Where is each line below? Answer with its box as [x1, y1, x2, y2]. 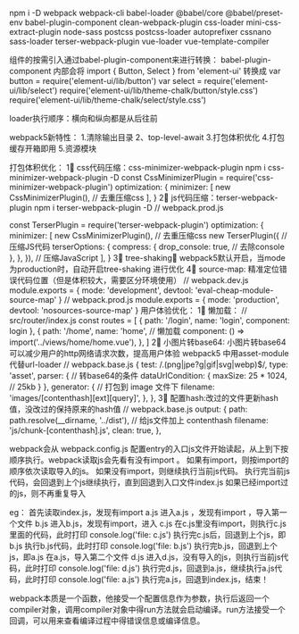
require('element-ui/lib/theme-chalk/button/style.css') [59, 85, 259, 96]
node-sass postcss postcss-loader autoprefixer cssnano [62, 27, 272, 37]
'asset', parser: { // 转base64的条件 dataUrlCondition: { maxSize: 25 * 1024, [9, 371, 287, 380]
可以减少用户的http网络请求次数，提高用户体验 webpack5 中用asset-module [9, 348, 289, 358]
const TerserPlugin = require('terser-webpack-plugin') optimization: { [9, 220, 264, 230]
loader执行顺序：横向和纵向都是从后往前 [9, 113, 158, 123]
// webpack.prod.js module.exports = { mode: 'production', [63, 295, 279, 304]
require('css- [226, 172, 274, 182]
